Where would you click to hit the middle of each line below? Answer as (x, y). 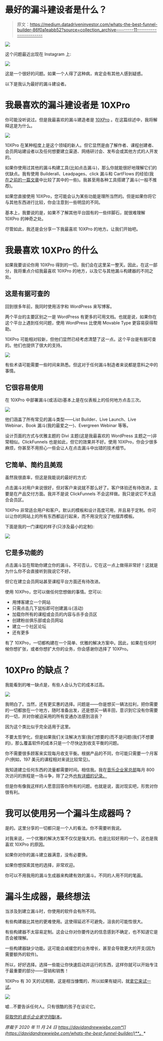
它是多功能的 (24, 553)
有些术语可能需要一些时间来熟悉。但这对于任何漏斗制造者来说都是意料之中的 (81, 364)
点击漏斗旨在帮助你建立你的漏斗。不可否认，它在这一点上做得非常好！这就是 (81, 565)
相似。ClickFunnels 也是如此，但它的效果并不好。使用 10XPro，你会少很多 (83, 442)
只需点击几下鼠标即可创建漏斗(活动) (48, 608)
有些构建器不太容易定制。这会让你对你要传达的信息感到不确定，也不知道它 (79, 932)
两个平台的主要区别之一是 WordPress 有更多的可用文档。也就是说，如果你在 (81, 317)
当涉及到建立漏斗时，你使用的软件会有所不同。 (52, 911)
